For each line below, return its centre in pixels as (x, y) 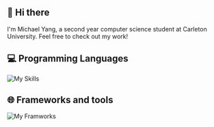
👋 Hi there (28, 13)
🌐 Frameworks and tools (60, 100)
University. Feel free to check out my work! (68, 36)
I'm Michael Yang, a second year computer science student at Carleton (107, 29)
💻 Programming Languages (68, 59)
